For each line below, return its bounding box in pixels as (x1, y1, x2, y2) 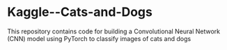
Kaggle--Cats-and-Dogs (7, 4, 153, 20)
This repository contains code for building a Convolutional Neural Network (7, 27, 221, 35)
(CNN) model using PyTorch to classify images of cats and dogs (7, 34, 191, 42)
